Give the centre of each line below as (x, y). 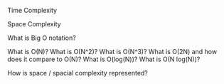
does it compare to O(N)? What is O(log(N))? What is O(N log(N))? (104, 59)
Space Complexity (34, 24)
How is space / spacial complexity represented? (78, 73)
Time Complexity (32, 10)
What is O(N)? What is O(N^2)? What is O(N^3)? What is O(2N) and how (112, 52)
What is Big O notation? (42, 38)
